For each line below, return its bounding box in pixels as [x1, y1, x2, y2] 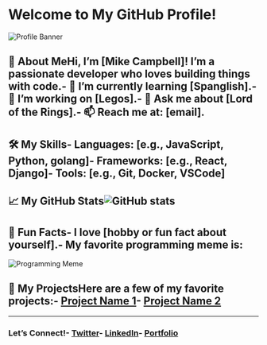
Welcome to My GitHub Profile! [8, 6, 217, 24]
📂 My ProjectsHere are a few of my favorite [8, 282, 224, 296]
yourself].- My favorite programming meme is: [8, 238, 244, 251]
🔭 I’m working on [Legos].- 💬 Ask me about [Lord [8, 92, 253, 106]
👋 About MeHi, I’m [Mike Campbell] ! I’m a [8, 55, 215, 68]
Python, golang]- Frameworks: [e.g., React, [8, 153, 228, 168]
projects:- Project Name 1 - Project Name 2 [8, 294, 222, 308]
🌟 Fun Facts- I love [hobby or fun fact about [8, 225, 226, 239]
